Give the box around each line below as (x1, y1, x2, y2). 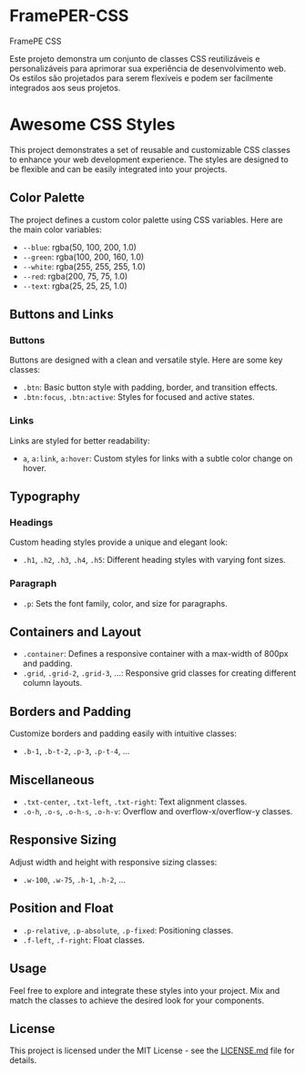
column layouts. (22, 678, 83, 689)
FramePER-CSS (9, 5, 129, 26)
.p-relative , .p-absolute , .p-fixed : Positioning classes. (22, 925, 234, 935)
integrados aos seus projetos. (9, 82, 121, 93)
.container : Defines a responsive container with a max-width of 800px (22, 649, 289, 659)
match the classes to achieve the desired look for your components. (9, 995, 265, 1006)
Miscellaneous (9, 772, 95, 788)
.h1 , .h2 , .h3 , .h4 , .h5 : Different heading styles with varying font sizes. (22, 555, 287, 566)
